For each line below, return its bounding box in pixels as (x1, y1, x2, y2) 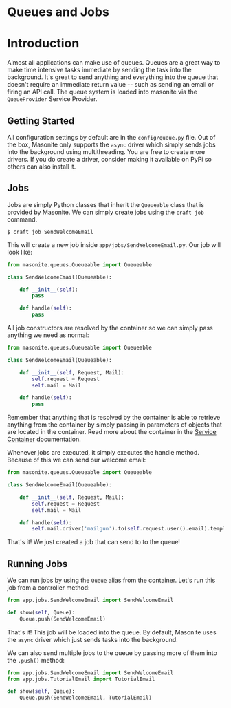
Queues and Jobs (7, 4, 110, 20)
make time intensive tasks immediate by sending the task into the (7, 66, 192, 74)
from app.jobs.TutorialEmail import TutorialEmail (7, 676, 155, 683)
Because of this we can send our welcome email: (7, 455, 146, 464)
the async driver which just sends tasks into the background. (7, 635, 179, 643)
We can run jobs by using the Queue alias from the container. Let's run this (7, 576, 216, 585)
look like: (7, 248, 33, 256)
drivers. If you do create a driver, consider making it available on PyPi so (7, 155, 212, 163)
